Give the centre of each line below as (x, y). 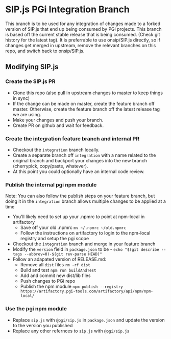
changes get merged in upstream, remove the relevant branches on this (81, 45)
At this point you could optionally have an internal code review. (78, 171)
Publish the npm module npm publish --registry (72, 287)
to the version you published (43, 325)
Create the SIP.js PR (30, 81)
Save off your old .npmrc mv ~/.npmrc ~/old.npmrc (73, 228)
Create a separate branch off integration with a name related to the (84, 155)
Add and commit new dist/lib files (55, 276)
